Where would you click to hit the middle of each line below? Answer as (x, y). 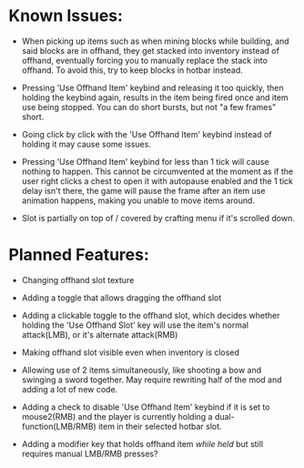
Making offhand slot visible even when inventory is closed (131, 352)
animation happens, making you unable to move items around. (138, 200)
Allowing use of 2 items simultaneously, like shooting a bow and (142, 370)
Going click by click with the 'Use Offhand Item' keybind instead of (147, 134)
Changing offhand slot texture (78, 280)
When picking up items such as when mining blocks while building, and (155, 41)
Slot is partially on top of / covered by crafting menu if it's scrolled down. (158, 218)
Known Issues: (66, 16)
